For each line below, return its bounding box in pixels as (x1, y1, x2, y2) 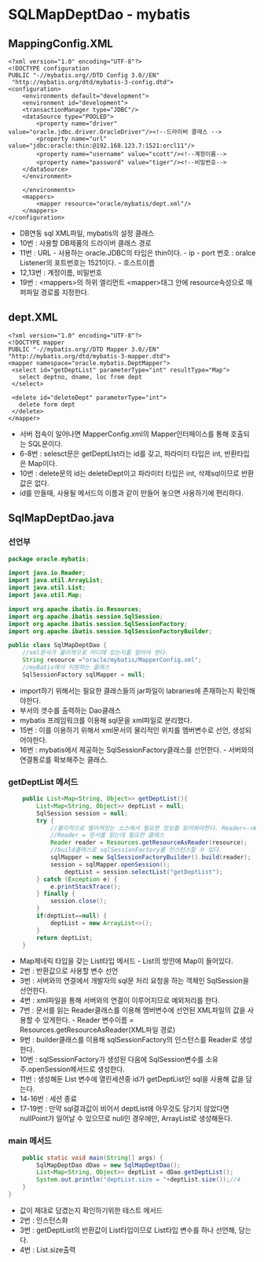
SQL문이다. (27, 439, 63, 448)
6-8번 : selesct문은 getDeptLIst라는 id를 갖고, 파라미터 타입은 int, (19, 449, 223, 458)
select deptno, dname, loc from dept (18, 372, 143, 381)
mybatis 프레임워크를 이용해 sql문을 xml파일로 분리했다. (19, 715, 192, 725)
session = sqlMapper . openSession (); (49, 860, 170, 868)
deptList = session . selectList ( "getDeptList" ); (64, 868, 223, 875)
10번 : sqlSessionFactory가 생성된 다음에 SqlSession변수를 (19, 1055, 204, 1064)
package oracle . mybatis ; (8, 555, 90, 563)
